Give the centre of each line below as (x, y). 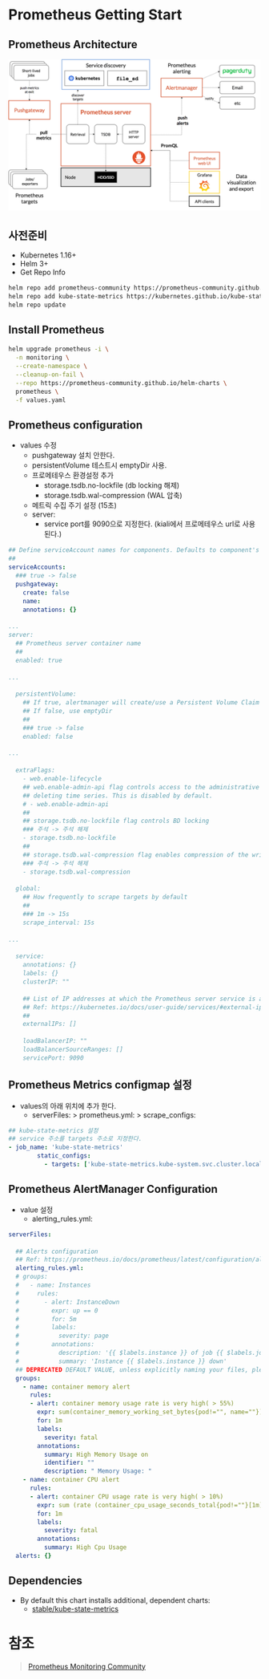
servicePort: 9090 (53, 1058)
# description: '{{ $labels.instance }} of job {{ (120, 1353)
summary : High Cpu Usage (85, 1547)
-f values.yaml (41, 400)
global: (28, 889)
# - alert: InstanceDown (68, 1302)
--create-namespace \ (52, 367)
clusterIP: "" (46, 982)
